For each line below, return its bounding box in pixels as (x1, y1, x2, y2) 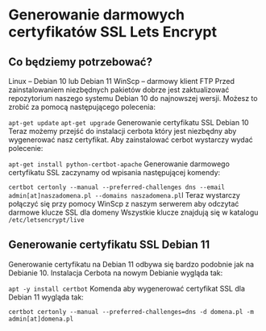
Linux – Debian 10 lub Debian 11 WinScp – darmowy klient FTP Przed (8, 77, 235, 86)
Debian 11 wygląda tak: (8, 292, 85, 302)
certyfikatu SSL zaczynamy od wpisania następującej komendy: (8, 168, 221, 177)
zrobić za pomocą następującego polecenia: (8, 103, 156, 111)
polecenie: (8, 144, 44, 153)
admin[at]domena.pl (8, 315, 74, 323)
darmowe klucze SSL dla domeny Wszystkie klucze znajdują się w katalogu (8, 207, 259, 217)
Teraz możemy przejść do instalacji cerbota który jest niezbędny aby (8, 127, 237, 136)
